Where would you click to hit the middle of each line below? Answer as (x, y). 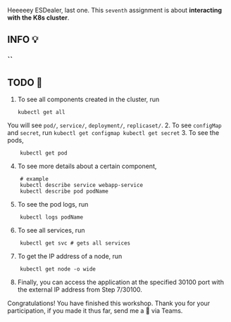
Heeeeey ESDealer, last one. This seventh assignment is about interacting (115, 10)
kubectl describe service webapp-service (81, 186)
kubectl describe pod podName (64, 192)
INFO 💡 (23, 40)
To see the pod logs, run (53, 205)
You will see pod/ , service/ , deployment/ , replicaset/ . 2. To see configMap (114, 125)
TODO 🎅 (25, 83)
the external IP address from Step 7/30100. (80, 290)
